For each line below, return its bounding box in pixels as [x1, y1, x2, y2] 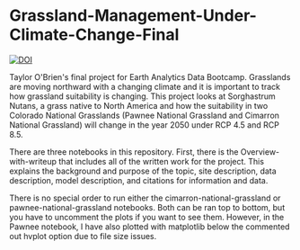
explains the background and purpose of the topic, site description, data [9, 165, 277, 176]
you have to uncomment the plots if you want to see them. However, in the [9, 211, 285, 222]
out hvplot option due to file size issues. [9, 230, 157, 241]
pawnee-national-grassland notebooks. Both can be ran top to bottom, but [9, 201, 286, 212]
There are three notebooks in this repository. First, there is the [9, 146, 239, 157]
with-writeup [9, 156, 57, 166]
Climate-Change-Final [9, 24, 180, 45]
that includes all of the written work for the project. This [57, 156, 265, 166]
